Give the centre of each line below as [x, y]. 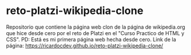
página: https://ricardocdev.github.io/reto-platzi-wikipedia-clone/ [85, 46]
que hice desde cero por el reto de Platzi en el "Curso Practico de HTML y [95, 33]
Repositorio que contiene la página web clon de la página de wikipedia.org [96, 27]
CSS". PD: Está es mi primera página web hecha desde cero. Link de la [91, 39]
